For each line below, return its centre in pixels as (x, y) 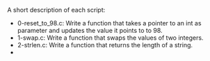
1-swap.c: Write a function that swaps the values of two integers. (110, 38)
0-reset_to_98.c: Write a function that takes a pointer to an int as (109, 23)
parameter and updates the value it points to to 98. (90, 30)
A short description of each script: (56, 10)
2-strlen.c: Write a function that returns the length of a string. (105, 45)
